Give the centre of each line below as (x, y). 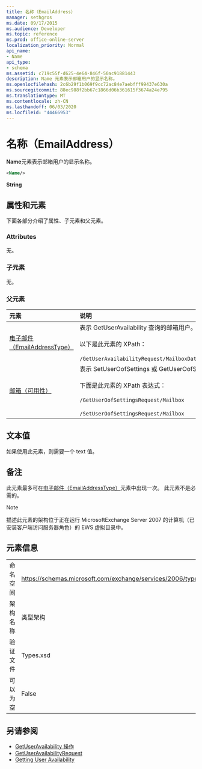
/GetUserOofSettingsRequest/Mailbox (132, 400)
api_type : (19, 62)
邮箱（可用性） (31, 390)
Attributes (21, 236)
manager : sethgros (29, 17)
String (14, 185)
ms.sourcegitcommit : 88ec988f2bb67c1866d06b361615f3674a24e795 (87, 90)
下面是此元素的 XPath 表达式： (123, 385)
